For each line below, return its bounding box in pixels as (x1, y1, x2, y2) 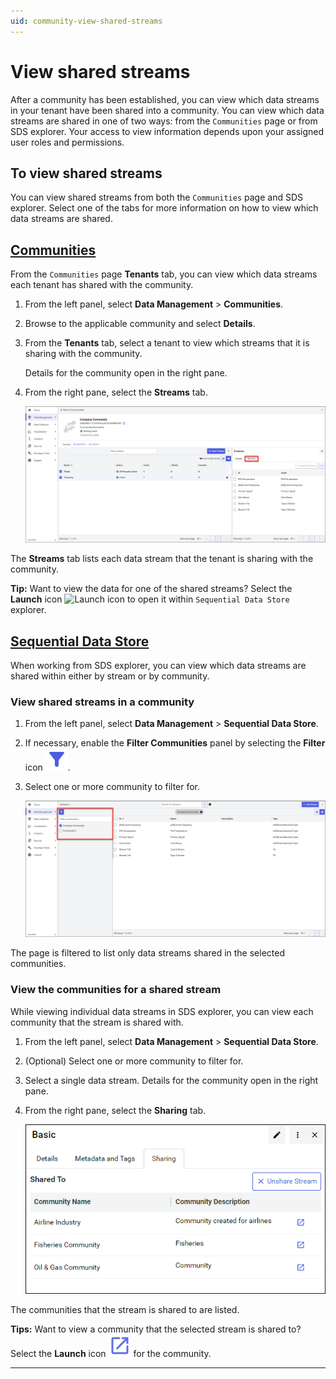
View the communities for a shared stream (10, 983, 222, 997)
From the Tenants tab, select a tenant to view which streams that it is (24, 337, 310, 349)
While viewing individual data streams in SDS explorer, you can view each (10, 1005, 314, 1017)
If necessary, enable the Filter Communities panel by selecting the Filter (24, 737, 326, 749)
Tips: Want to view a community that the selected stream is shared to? (10, 1323, 302, 1335)
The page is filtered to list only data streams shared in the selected (10, 947, 285, 959)
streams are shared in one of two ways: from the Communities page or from (10, 115, 318, 127)
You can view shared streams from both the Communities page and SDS (10, 191, 303, 204)
